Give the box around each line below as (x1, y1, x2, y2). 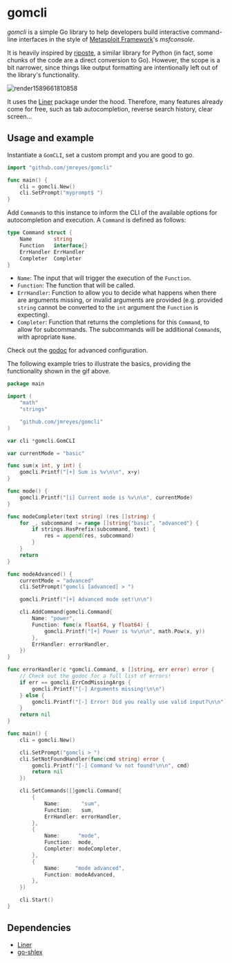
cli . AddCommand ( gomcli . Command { (19, 608, 113, 616)
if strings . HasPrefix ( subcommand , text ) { (32, 526, 156, 533)
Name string (19, 236, 72, 242)
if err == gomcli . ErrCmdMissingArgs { (19, 679, 131, 686)
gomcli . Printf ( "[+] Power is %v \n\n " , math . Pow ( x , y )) (43, 628, 206, 635)
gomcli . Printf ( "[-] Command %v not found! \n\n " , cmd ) (32, 762, 190, 769)
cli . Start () (19, 896, 54, 903)
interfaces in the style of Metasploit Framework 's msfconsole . (19, 35, 195, 43)
